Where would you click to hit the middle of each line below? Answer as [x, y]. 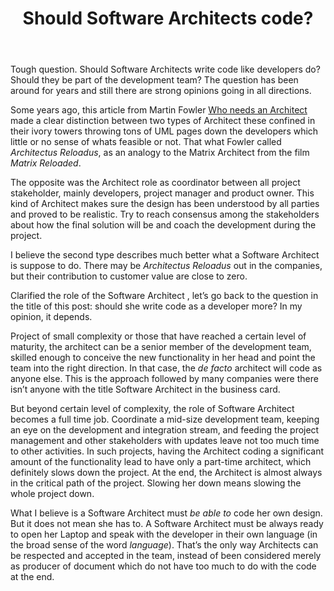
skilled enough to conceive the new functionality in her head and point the [163, 358]
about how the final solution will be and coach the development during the [163, 225]
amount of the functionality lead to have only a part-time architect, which [161, 462]
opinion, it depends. [51, 317]
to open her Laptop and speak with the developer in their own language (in [164, 534]
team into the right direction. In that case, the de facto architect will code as [166, 368]
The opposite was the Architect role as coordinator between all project [155, 183]
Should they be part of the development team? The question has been [154, 80]
